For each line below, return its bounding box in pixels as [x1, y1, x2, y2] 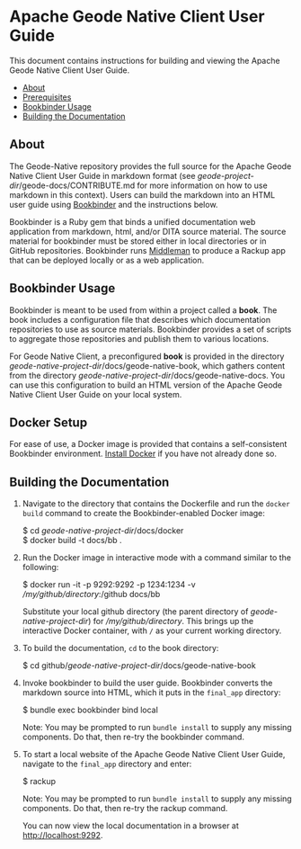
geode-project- [197, 170, 254, 181]
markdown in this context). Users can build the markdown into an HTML [9, 189, 276, 200]
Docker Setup [9, 415, 88, 430]
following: [22, 562, 59, 573]
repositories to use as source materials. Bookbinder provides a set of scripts [9, 324, 292, 335]
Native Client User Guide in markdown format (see [9, 170, 196, 181]
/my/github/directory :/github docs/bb [22, 589, 161, 600]
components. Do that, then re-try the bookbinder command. [22, 731, 245, 743]
